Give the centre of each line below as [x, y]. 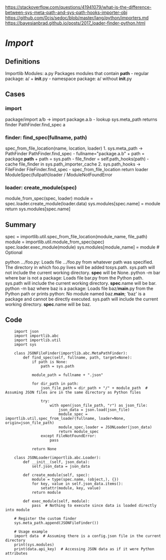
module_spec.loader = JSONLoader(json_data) [105, 427]
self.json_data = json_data [61, 466]
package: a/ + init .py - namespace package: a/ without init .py [69, 79]
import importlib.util [38, 340]
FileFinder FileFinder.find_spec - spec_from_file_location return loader [77, 169]
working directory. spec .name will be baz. [48, 304]
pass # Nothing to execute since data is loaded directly [94, 505]
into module [17, 510]
